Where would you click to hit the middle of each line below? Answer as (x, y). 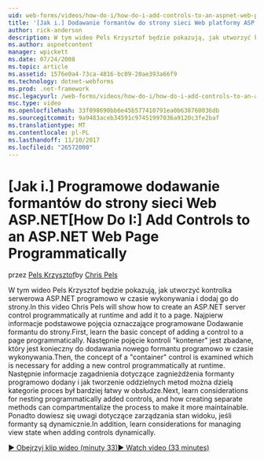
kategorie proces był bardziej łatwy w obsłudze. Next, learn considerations (128, 391)
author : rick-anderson (45, 30)
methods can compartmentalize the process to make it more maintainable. (128, 407)
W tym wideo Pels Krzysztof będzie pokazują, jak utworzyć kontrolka (120, 290)
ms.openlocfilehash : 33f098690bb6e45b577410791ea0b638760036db (114, 111)
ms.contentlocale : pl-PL (49, 132)
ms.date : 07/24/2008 (42, 60)
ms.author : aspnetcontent (50, 45)
